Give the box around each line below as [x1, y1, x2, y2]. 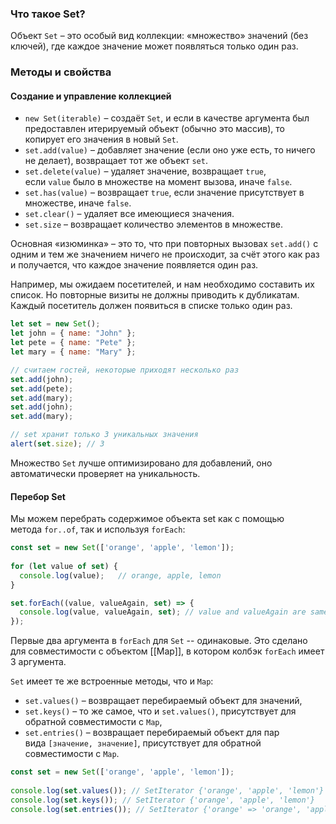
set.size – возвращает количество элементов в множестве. [24, 218, 283, 231]
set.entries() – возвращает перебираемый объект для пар [24, 727, 280, 739]
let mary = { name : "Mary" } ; [10, 347, 137, 357]
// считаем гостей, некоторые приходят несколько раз [10, 365, 240, 375]
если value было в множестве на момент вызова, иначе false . [24, 176, 293, 188]
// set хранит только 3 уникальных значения [10, 430, 199, 440]
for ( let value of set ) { [10, 561, 118, 571]
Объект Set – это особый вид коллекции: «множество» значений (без [10, 30, 309, 42]
